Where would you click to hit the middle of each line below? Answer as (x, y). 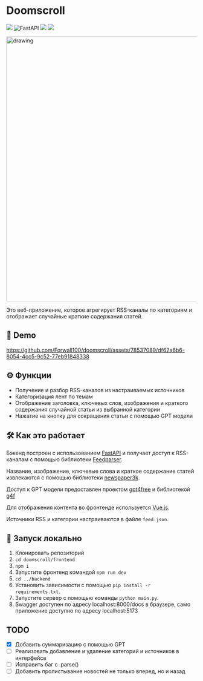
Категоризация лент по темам (54, 396)
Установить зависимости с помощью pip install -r (83, 585)
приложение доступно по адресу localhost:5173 (76, 611)
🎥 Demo (21, 336)
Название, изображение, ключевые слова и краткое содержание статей (100, 471)
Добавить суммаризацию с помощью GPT (70, 644)
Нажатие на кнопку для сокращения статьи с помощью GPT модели (104, 416)
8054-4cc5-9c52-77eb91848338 (48, 356)
